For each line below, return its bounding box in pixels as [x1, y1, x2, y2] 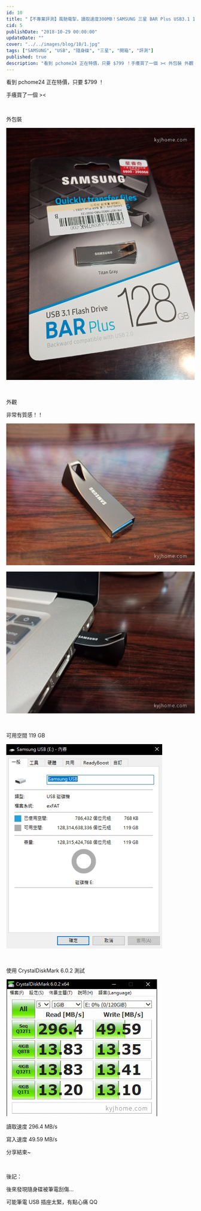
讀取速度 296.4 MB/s [6, 1123, 58, 1130]
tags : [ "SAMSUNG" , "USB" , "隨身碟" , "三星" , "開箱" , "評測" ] [6, 48, 154, 54]
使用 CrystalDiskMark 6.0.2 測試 [6, 967, 85, 974]
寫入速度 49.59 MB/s [6, 1135, 58, 1143]
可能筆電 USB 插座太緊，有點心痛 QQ [6, 1198, 98, 1206]
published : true [6, 54, 47, 60]
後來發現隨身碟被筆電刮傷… [6, 1185, 74, 1192]
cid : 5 [6, 22, 23, 28]
